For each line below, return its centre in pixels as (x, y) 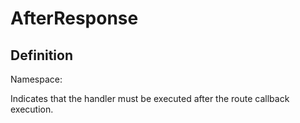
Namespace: (36, 79)
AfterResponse (74, 18)
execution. (32, 109)
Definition (41, 55)
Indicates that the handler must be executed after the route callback (150, 98)
